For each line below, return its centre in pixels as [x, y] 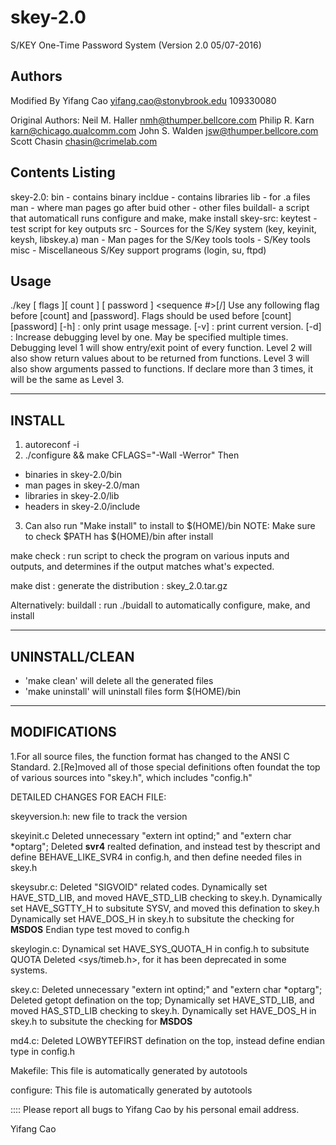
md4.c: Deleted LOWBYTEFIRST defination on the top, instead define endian [168, 1040]
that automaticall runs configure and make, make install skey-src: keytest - [164, 218]
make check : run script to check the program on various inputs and [150, 556]
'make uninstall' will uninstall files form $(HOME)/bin [132, 691]
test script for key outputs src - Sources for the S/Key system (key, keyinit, [163, 228]
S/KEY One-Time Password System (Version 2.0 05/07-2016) [136, 45]
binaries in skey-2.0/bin [73, 475]
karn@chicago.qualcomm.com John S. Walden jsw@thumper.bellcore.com [164, 130]
